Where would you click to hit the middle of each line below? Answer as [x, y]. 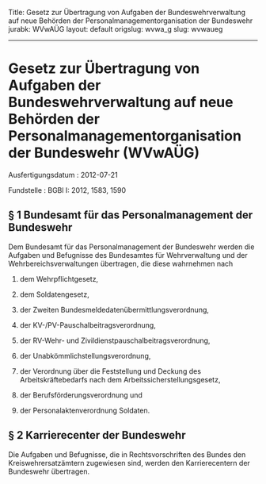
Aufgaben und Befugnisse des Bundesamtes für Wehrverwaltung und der [128, 255]
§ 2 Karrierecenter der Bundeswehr [97, 435]
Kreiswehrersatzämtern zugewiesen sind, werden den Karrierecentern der [129, 463]
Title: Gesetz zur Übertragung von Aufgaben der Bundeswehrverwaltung [127, 12]
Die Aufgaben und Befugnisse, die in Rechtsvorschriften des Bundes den [127, 454]
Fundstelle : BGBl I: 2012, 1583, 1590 [67, 190]
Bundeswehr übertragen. [49, 471]
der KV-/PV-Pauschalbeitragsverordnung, [87, 325]
